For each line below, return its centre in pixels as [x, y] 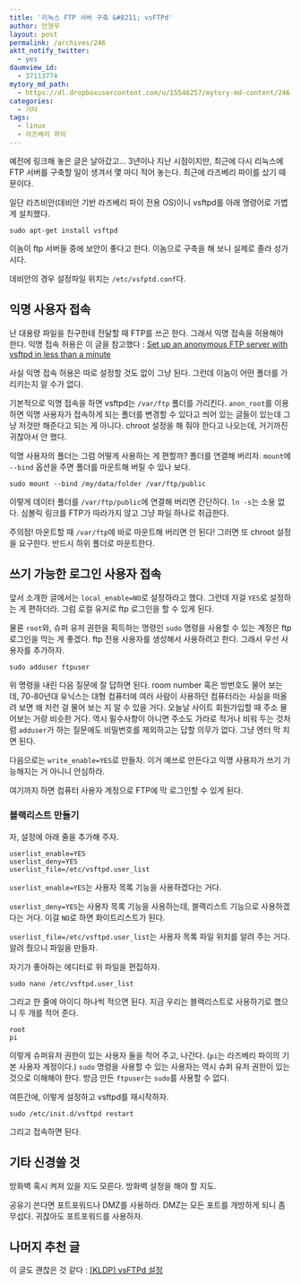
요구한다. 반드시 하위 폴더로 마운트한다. [86, 542]
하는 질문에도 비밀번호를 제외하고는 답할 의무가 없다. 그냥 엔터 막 [168, 729]
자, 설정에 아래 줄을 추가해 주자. [64, 837]
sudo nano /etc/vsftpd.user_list [72, 984]
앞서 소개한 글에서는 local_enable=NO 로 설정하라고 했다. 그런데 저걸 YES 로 [138, 597]
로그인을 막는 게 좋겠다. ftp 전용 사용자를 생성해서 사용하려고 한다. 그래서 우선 [144, 638]
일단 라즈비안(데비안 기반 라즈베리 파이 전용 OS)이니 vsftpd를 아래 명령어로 [140, 202]
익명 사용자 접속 [50, 310]
